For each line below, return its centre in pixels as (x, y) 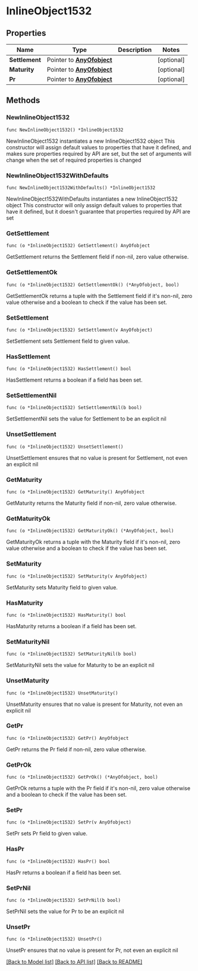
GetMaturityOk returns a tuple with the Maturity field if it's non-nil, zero (93, 542)
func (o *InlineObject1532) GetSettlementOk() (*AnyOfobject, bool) (93, 285)
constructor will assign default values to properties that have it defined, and (99, 147)
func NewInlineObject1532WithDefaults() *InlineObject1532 (81, 188)
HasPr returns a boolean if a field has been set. (64, 872)
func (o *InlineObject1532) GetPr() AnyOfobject (67, 738)
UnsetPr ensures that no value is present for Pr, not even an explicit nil (92, 950)
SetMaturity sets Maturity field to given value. (62, 587)
